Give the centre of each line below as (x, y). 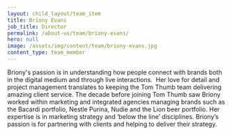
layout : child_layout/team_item (54, 14)
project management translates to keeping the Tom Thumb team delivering (114, 87)
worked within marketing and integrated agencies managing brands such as (116, 102)
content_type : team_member (46, 53)
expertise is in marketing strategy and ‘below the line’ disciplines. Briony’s (113, 116)
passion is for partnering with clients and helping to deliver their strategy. (112, 124)
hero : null (23, 40)
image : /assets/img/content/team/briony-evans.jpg (82, 46)
